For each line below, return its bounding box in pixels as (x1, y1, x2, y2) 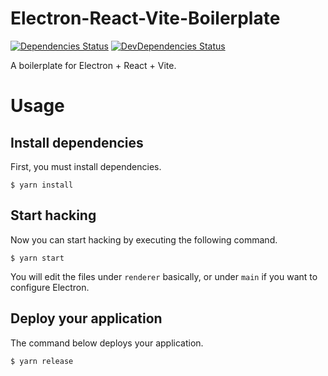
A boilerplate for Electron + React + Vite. (10, 59, 177, 71)
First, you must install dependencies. (10, 160, 162, 172)
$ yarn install (10, 180, 74, 190)
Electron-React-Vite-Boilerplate (10, 7, 281, 30)
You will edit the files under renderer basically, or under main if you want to (10, 270, 318, 282)
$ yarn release (10, 356, 74, 366)
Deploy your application (10, 310, 163, 327)
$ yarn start (10, 253, 65, 263)
